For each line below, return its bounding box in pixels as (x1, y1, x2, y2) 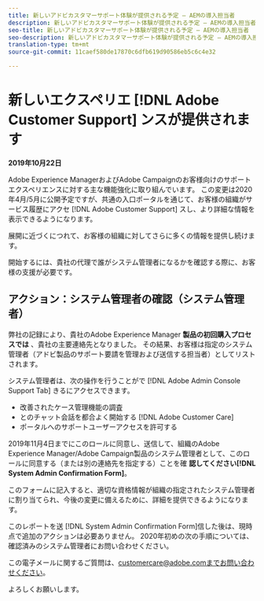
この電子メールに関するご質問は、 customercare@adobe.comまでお (8, 558, 227, 567)
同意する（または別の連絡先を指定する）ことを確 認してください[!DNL (28, 458, 256, 468)
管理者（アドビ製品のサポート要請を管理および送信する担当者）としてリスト (8, 349, 256, 359)
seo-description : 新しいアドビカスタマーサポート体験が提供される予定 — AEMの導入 (8, 33, 253, 42)
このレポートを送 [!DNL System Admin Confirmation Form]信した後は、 (8, 521, 240, 531)
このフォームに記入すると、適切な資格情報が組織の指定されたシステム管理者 (8, 485, 255, 494)
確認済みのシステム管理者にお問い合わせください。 (8, 540, 174, 551)
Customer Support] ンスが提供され (8, 111, 237, 129)
